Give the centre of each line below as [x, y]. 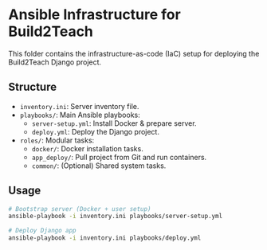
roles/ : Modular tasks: [57, 140]
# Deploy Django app [43, 231]
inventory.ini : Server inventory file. [79, 106]
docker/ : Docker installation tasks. [87, 148]
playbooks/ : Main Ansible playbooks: [80, 115]
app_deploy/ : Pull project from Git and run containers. [119, 157]
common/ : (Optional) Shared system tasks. [99, 166]
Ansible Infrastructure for [94, 15]
